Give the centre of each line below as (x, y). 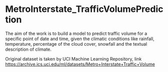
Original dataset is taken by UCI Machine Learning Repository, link (73, 59)
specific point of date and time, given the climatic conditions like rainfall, (80, 39)
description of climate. (28, 49)
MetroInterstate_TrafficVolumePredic (84, 9)
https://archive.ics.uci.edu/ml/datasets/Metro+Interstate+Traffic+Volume (80, 64)
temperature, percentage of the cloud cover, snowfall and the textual (76, 44)
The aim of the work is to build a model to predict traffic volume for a (76, 33)
